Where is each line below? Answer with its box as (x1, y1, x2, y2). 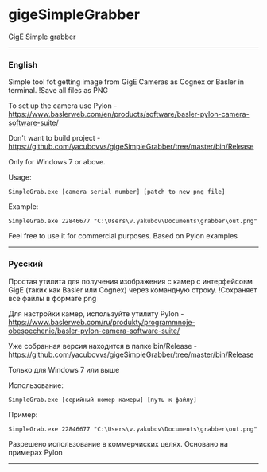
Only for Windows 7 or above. (8, 157, 106, 167)
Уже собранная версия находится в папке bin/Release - (8, 341, 197, 350)
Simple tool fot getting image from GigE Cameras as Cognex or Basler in (8, 77, 245, 87)
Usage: (8, 172, 32, 182)
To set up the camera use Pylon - (8, 101, 118, 110)
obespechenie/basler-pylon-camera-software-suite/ (8, 326, 180, 335)
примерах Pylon (8, 447, 64, 457)
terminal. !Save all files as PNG (8, 86, 109, 95)
